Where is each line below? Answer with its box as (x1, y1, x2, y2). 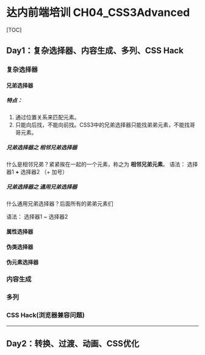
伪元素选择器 (6, 258, 38, 266)
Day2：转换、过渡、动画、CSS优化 (6, 338, 139, 349)
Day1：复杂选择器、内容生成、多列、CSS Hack (6, 45, 184, 56)
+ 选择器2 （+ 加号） (15, 168, 68, 175)
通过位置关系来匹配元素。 (15, 113, 80, 121)
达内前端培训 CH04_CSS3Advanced (6, 6, 190, 20)
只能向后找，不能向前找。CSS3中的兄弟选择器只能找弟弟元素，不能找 (15, 121, 190, 129)
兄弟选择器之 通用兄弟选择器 (6, 183, 77, 190)
